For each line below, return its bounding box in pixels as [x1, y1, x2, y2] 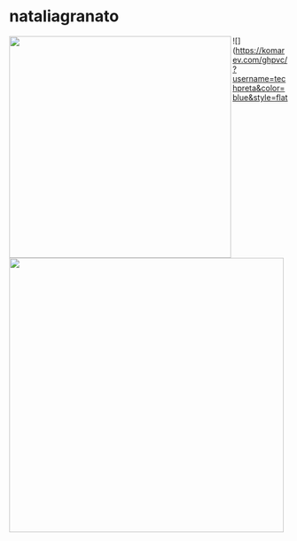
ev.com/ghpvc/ [232, 54, 288, 65]
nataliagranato [9, 6, 120, 27]
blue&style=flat [232, 91, 288, 103]
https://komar [235, 44, 285, 55]
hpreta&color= [232, 82, 285, 93]
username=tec [232, 73, 286, 83]
